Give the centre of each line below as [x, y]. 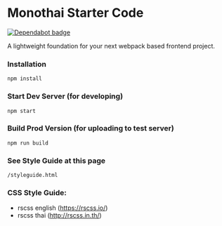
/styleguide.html [33, 175]
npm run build [28, 143]
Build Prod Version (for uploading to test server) [91, 128]
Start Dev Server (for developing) [65, 96]
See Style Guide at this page [57, 161]
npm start [22, 111]
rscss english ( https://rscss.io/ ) [63, 208]
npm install [25, 79]
